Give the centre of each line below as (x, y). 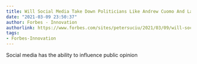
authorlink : (21, 28)
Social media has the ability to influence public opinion (72, 55)
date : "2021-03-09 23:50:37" (42, 17)
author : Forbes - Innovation (42, 22)
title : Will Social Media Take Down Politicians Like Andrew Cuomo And (95, 11)
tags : (13, 33)
